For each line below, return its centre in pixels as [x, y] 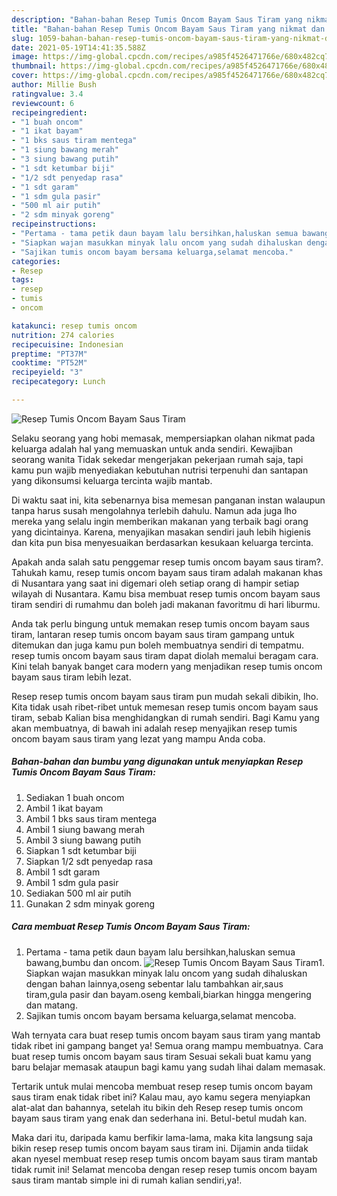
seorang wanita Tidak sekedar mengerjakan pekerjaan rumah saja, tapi [157, 459]
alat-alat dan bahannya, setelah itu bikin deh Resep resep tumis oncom [157, 1107]
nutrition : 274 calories [63, 335]
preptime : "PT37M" [49, 354]
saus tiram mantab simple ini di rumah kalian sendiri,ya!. [127, 1180]
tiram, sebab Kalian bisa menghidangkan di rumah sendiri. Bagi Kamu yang [165, 717]
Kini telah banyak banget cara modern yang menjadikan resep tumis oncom [167, 666]
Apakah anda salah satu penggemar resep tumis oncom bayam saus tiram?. [167, 562]
